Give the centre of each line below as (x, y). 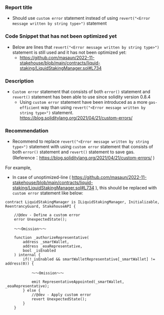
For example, (18, 168)
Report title (19, 7)
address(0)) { (20, 264)
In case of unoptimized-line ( (41, 178)
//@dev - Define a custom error (47, 215)
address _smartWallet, (46, 242)
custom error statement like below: (48, 193)
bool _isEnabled (39, 251)
